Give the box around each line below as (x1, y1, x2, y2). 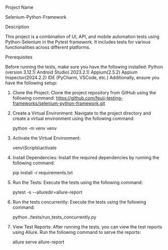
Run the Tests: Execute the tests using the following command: (12, 179, 143, 185)
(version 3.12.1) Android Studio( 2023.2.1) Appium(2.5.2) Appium (5, 69, 138, 75)
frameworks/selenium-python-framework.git (12, 100, 106, 106)
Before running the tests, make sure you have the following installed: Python (5, 64, 163, 70)
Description (5, 24, 29, 30)
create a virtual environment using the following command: (12, 115, 135, 121)
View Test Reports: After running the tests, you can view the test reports (12, 224, 162, 230)
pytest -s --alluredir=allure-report (12, 189, 82, 195)
